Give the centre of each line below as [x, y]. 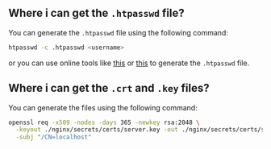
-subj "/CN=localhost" [54, 137]
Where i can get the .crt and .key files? [109, 88]
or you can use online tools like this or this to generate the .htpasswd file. [129, 63]
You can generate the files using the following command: [103, 107]
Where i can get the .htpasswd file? [96, 13]
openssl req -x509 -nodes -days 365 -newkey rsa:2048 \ [104, 122]
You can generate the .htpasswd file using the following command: [118, 32]
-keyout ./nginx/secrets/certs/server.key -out [97, 130]
